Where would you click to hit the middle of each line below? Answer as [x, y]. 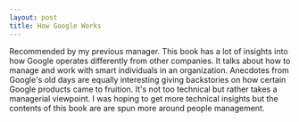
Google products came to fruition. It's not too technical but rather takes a [144, 89]
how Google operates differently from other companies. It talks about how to [150, 61]
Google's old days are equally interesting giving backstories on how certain [148, 79]
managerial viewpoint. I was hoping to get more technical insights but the [144, 98]
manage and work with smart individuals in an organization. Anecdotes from [149, 70]
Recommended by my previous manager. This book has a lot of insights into [149, 51]
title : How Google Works [55, 26]
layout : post [33, 17]
